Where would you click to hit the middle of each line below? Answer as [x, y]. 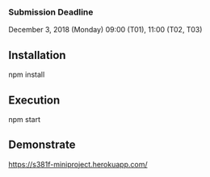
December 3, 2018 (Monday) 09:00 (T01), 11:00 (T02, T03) [105, 30]
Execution [34, 100]
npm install [27, 74]
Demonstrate [42, 145]
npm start [25, 119]
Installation [37, 55]
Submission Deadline [51, 12]
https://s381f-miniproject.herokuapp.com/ [78, 164]
